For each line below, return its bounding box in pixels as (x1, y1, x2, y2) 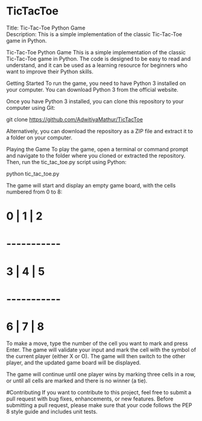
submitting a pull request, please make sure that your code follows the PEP (6, 401, 192, 408)
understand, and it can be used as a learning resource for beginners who (6, 62, 188, 69)
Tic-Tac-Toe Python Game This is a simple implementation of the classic (6, 48, 186, 55)
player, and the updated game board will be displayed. (6, 359, 141, 366)
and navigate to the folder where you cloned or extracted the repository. (6, 152, 186, 159)
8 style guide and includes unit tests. (6, 408, 98, 415)
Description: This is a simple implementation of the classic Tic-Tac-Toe (6, 30, 183, 37)
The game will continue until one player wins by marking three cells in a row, (6, 370, 196, 378)
